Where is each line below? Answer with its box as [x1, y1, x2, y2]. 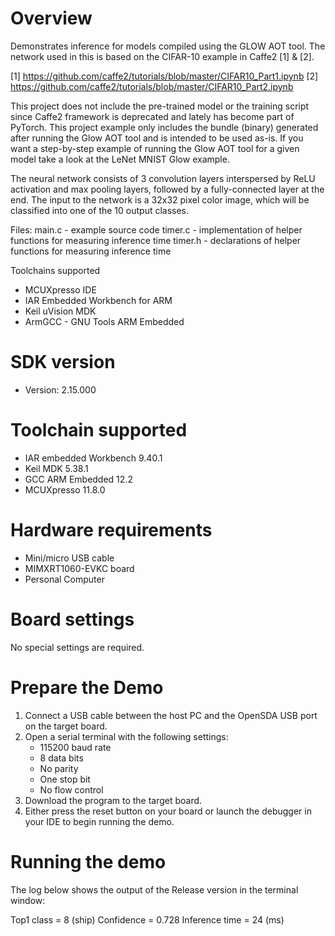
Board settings [10, 608, 135, 631]
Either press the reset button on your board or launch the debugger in [24, 805, 312, 817]
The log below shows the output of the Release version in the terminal [10, 883, 299, 896]
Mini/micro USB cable [24, 552, 115, 564]
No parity [39, 762, 79, 774]
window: [10, 894, 46, 906]
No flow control [39, 783, 104, 796]
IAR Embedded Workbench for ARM [24, 294, 173, 306]
